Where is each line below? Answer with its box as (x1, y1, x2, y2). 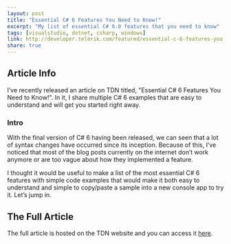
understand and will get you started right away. (7, 101, 141, 109)
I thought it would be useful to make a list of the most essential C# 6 (7, 169, 200, 177)
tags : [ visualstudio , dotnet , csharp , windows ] (7, 29, 146, 37)
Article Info (7, 68, 56, 79)
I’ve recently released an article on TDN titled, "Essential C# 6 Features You (7, 85, 221, 94)
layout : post (7, 10, 45, 17)
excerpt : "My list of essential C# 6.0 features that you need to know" (7, 23, 220, 30)
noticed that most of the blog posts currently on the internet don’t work (7, 148, 209, 156)
